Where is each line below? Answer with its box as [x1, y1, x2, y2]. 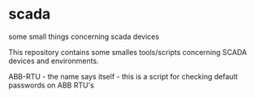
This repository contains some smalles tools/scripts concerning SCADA [8, 47, 248, 57]
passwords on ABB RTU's [8, 80, 95, 90]
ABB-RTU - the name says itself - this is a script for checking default [8, 71, 238, 81]
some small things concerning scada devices [8, 32, 160, 41]
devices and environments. [8, 56, 99, 66]
